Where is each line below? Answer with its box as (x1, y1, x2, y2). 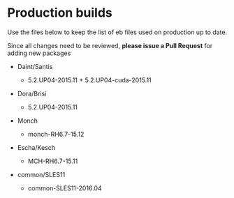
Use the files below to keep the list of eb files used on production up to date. (7, 28, 228, 36)
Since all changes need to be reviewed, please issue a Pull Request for (7, 41, 213, 49)
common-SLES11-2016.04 (27, 183, 103, 192)
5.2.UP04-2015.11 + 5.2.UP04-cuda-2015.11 (27, 75, 152, 84)
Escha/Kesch (17, 143, 56, 151)
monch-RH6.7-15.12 (27, 130, 85, 138)
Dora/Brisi (17, 89, 47, 98)
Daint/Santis (17, 62, 53, 70)
